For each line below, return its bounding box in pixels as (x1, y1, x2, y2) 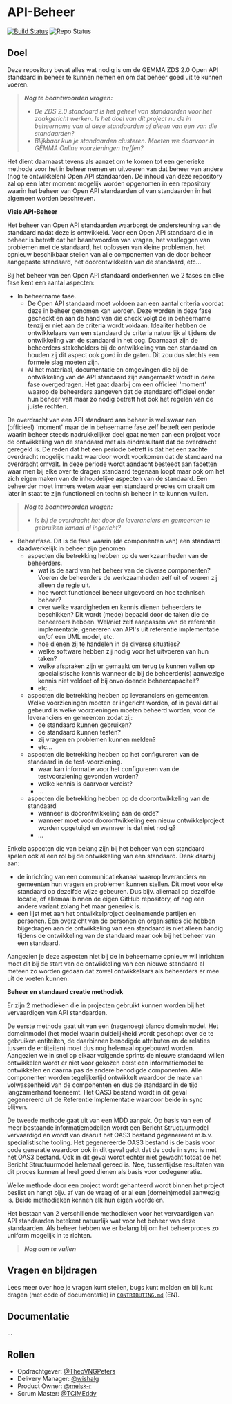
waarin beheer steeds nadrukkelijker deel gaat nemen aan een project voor (7, 430, 221, 438)
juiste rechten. (27, 402, 68, 411)
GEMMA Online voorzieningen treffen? (34, 143, 144, 152)
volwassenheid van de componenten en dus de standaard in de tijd (7, 1081, 198, 1089)
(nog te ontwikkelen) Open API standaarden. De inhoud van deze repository (7, 172, 223, 180)
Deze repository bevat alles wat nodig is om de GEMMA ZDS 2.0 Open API (7, 65, 219, 73)
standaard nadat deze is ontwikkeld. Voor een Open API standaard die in (7, 228, 213, 236)
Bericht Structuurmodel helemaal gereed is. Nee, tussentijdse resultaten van (7, 1160, 224, 1169)
